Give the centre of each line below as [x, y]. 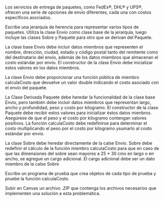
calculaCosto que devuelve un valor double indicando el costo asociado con [82, 82]
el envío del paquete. [26, 88]
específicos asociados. [28, 17]
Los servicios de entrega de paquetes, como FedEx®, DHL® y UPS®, [74, 7]
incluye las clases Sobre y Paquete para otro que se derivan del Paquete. [79, 37]
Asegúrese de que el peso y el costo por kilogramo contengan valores [76, 118]
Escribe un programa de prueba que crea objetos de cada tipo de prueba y [81, 173]
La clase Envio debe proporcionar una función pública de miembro [72, 77]
